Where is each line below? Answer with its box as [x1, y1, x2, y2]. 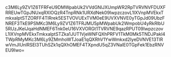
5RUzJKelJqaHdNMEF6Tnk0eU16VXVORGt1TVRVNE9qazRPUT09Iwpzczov [5, 26, 164, 32]
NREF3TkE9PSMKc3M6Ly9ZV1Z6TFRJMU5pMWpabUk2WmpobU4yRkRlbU [5, 20, 164, 26]
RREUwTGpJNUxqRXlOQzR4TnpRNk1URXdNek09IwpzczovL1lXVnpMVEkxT [5, 10, 164, 16]
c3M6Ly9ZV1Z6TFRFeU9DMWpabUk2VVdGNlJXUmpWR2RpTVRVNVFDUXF [5, 5, 166, 10]
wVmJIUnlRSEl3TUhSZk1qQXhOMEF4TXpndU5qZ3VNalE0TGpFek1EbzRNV [5, 42, 164, 47]
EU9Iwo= [5, 47, 25, 53]
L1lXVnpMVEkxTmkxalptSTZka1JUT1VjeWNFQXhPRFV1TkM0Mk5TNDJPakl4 [5, 31, 165, 37]
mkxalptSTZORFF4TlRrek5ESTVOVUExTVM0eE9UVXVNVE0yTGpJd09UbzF [5, 15, 165, 21]
